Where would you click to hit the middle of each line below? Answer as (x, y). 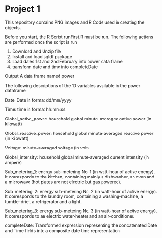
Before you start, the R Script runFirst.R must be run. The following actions (79, 37)
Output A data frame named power (40, 76)
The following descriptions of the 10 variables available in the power (73, 85)
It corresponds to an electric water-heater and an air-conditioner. (70, 216)
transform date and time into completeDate (55, 67)
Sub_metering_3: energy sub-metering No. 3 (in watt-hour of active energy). (81, 211)
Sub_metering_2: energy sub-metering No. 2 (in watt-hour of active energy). (81, 191)
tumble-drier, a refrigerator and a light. (44, 201)
